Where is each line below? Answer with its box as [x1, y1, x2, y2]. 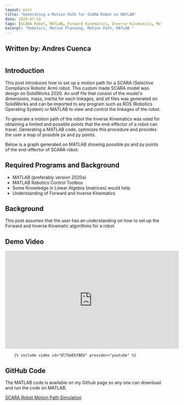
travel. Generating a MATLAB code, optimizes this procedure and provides [5, 126, 157, 132]
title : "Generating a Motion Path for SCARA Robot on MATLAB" [5, 12, 136, 17]
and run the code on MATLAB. [5, 385, 67, 391]
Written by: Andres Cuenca [5, 44, 91, 53]
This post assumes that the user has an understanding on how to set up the [5, 217, 160, 224]
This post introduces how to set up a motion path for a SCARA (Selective [5, 80, 154, 86]
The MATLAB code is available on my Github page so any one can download [5, 380, 161, 386]
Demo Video [5, 237, 44, 246]
